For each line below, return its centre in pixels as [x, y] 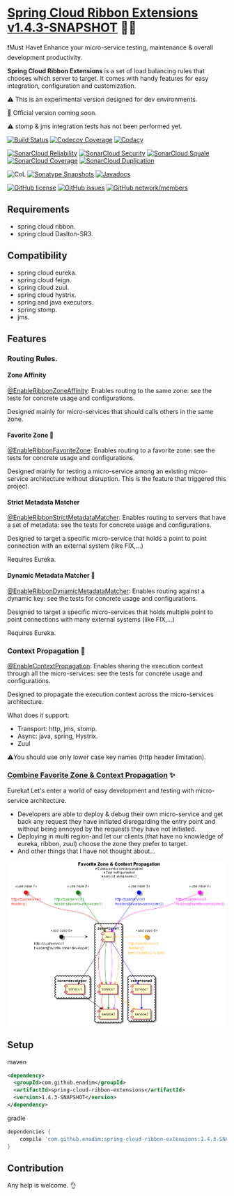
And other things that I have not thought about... [86, 851]
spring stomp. [37, 309]
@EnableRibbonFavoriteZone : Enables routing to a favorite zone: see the [111, 450]
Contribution [36, 1168]
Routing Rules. [32, 358]
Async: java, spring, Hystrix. [58, 736]
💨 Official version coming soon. [52, 112]
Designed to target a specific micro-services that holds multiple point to [110, 612]
